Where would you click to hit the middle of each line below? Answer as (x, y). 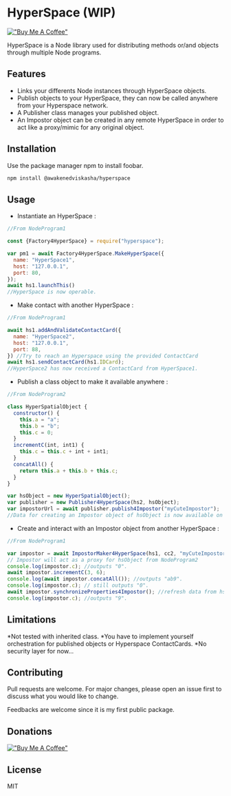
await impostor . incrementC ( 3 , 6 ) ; (57, 573)
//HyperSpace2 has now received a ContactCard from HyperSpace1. (102, 369)
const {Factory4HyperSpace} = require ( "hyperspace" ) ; (86, 241)
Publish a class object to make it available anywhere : (92, 382)
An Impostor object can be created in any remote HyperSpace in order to (120, 120)
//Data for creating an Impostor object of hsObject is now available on (115, 515)
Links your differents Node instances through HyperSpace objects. (112, 90)
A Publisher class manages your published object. (88, 112)
